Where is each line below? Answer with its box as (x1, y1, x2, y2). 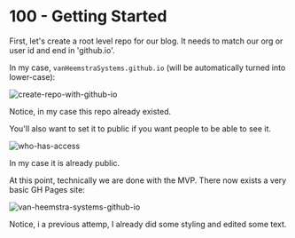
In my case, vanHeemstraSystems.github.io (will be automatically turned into (9, 62, 286, 73)
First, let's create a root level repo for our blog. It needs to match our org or (9, 36, 283, 46)
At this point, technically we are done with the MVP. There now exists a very (9, 175, 287, 186)
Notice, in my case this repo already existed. (9, 106, 172, 116)
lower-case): (9, 71, 56, 82)
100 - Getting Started (9, 6, 167, 27)
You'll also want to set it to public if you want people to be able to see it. (9, 123, 272, 134)
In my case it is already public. (9, 157, 120, 168)
